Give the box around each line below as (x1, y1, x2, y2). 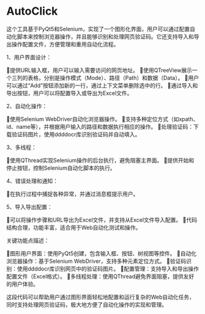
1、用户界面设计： (6, 53, 52, 60)
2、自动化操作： (6, 102, 48, 109)
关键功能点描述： (6, 236, 50, 244)
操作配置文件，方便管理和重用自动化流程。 (11, 40, 119, 48)
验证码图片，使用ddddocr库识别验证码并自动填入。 (11, 130, 141, 138)
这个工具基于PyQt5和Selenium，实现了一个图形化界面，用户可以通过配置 (6, 25, 190, 32)
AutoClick (6, 4, 58, 18)
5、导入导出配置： (6, 203, 53, 210)
